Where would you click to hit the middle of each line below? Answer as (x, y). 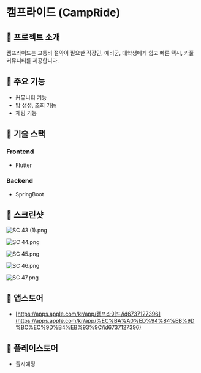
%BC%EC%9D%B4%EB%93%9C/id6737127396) (78, 327)
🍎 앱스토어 (25, 298)
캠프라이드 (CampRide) (63, 13)
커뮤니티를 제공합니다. (33, 61)
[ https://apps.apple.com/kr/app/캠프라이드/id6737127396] (88, 314)
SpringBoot (29, 194)
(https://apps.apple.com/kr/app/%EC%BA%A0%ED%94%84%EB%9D (105, 321)
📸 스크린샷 (25, 215)
